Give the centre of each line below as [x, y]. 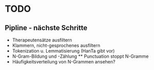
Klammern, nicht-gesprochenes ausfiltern [56, 45]
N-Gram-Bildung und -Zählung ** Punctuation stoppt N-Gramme [80, 56]
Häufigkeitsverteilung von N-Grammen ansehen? [64, 62]
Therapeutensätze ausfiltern [42, 40]
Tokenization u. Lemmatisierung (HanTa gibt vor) [63, 51]
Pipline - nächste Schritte [46, 28]
